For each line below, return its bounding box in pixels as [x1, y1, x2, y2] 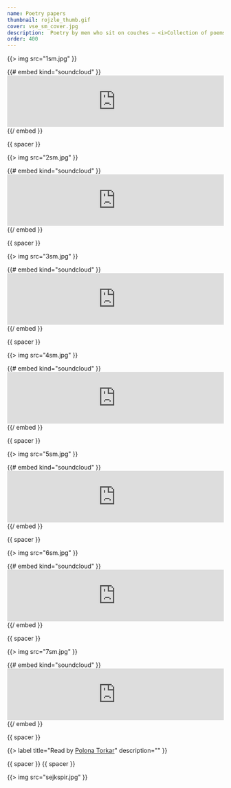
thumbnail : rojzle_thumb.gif [7, 17, 91, 23]
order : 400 [7, 36, 38, 43]
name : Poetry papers [7, 10, 67, 17]
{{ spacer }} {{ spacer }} [7, 760, 76, 768]
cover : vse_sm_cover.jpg [7, 23, 78, 30]
